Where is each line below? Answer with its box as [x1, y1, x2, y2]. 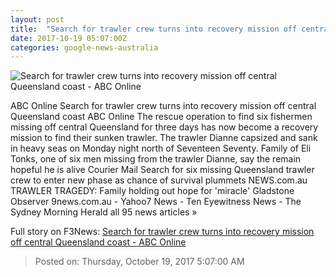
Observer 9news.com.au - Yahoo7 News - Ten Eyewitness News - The [10, 196, 302, 208]
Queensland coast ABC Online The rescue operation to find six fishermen [10, 111, 313, 123]
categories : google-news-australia [10, 42, 159, 53]
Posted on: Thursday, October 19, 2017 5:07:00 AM [34, 256, 245, 268]
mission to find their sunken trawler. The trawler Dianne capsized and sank [10, 132, 318, 144]
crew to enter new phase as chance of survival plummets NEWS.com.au [10, 174, 308, 186]
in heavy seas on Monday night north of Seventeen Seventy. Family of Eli [10, 142, 312, 155]
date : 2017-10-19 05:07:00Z [10, 33, 128, 43]
